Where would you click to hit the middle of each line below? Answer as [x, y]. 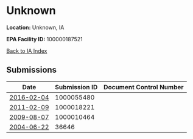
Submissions [31, 70]
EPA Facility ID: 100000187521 [45, 39]
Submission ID [76, 87]
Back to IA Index [27, 51]
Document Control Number [143, 87]
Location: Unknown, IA [35, 27]
